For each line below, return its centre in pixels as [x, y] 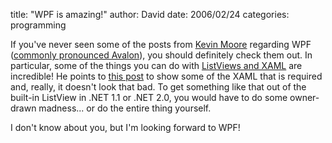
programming [38, 25]
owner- [304, 97]
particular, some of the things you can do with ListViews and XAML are [156, 65]
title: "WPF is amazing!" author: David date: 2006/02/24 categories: [150, 14]
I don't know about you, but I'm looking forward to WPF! [125, 127]
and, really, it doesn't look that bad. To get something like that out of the [158, 87]
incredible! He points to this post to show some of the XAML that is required [166, 76]
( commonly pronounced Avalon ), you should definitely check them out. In [161, 55]
